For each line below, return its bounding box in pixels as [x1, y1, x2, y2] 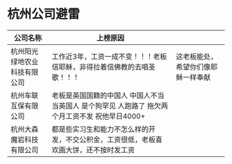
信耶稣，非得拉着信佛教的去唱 [51, 62, 149, 71]
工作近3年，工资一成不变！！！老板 [51, 51, 167, 61]
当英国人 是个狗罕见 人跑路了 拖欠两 [51, 101, 168, 111]
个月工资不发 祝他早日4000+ [51, 111, 146, 121]
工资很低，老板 [106, 134, 156, 144]
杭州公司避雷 [7, 6, 81, 22]
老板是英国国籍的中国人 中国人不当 [51, 91, 164, 100]
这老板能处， [175, 51, 217, 61]
